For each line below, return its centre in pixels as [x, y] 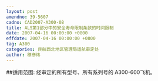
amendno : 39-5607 [27, 17]
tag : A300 [18, 44]
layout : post [22, 11]
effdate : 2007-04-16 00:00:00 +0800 [51, 38]
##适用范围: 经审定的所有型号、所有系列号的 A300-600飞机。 [81, 72]
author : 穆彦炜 [23, 55]
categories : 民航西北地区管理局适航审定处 [53, 50]
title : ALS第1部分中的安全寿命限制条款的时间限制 [60, 28]
